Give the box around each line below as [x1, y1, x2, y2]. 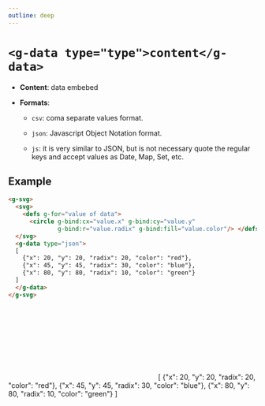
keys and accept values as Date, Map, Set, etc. [31, 151, 184, 162]
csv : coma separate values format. [31, 113, 144, 122]
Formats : [19, 98, 50, 107]
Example [8, 174, 52, 188]
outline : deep [8, 11, 55, 20]
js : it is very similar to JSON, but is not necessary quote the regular [31, 143, 251, 153]
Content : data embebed [19, 82, 99, 91]
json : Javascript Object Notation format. [31, 128, 162, 138]
